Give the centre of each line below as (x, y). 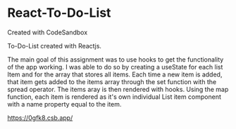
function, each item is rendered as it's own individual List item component (114, 97)
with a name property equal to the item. (64, 104)
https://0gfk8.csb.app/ (40, 118)
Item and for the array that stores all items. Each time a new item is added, (115, 74)
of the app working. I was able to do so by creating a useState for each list (115, 67)
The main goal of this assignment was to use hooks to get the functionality (116, 59)
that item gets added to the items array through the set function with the (112, 81)
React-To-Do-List (59, 13)
